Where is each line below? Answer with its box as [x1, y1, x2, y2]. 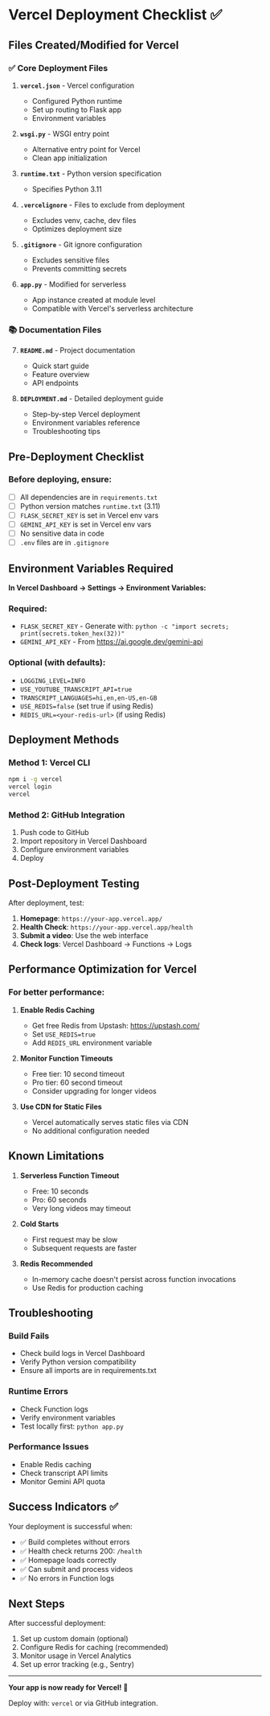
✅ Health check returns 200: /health [19, 1546, 143, 1556]
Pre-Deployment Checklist [8, 449, 145, 464]
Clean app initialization [31, 153, 108, 163]
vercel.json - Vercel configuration [19, 81, 135, 90]
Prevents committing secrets [31, 263, 127, 273]
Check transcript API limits [19, 1468, 108, 1478]
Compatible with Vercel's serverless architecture [31, 304, 194, 313]
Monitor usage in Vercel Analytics [19, 1651, 132, 1660]
